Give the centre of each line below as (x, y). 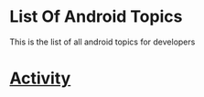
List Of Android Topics (96, 17)
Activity (40, 78)
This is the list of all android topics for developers (102, 42)
